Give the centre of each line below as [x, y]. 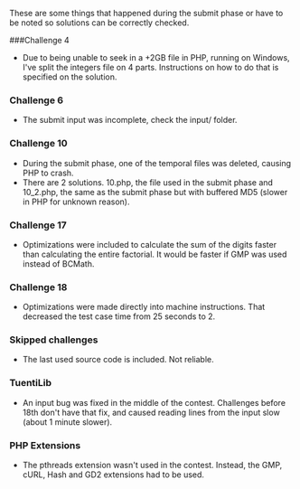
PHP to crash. [48, 173]
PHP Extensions [45, 445]
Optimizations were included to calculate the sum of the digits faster [150, 244]
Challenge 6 [37, 100]
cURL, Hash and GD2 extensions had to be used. [113, 475]
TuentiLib [31, 383]
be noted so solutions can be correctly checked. [99, 23]
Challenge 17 [38, 225]
